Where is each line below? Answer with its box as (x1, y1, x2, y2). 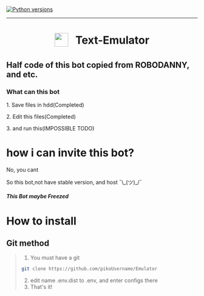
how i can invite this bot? (6, 146, 135, 160)
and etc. (6, 69, 38, 79)
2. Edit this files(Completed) (6, 113, 76, 120)
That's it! (30, 283, 53, 291)
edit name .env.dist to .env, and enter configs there (30, 277, 158, 284)
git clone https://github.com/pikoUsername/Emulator (21, 266, 158, 272)
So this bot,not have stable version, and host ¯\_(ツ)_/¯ (6, 178, 143, 186)
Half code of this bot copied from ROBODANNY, (6, 59, 189, 70)
